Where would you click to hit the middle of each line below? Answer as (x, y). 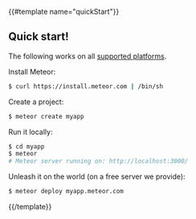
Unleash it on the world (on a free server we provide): (97, 176)
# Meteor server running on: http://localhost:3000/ (98, 161)
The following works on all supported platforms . (88, 56)
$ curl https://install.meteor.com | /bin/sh (86, 86)
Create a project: (36, 101)
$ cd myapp (27, 146)
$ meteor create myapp (46, 116)
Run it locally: (31, 132)
